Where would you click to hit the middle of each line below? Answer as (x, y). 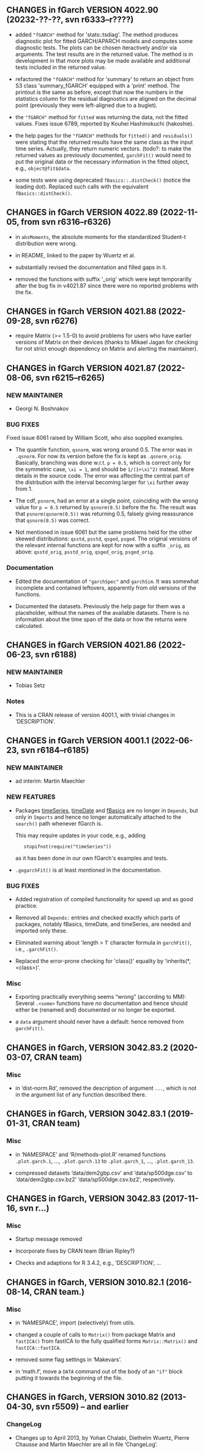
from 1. (24, 489)
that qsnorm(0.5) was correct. (53, 520)
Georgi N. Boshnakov (42, 408)
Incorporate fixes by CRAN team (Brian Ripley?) (75, 1251)
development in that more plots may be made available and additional (103, 60)
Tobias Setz (30, 686)
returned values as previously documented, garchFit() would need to (103, 155)
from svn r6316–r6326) (66, 222)
